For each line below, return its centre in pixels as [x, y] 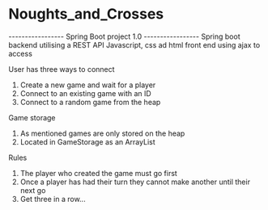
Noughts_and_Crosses [86, 14]
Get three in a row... [53, 199]
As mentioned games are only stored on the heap [102, 133]
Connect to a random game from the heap [90, 102]
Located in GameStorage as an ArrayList [87, 141]
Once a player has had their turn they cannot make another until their [135, 182]
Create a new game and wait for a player [88, 85]
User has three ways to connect [62, 69]
